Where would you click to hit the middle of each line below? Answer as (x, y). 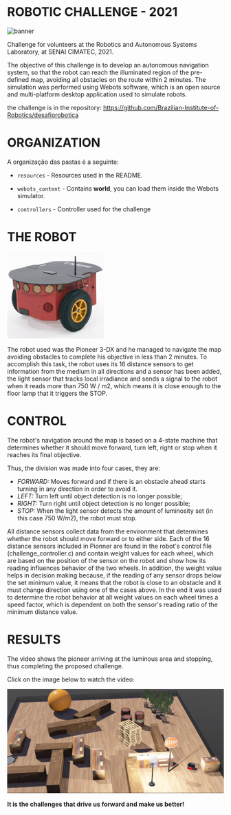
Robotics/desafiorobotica (43, 115)
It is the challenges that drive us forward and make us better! (96, 804)
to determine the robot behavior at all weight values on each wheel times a (113, 597)
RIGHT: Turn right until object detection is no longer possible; (103, 503)
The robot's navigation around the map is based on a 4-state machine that (112, 440)
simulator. (31, 195)
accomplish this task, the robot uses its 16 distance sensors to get (100, 364)
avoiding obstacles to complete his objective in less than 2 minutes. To (107, 357)
